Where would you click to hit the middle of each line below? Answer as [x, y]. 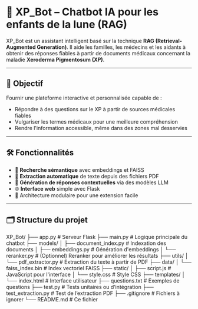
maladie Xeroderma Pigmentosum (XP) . [55, 59]
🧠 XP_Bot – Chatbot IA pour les [82, 12]
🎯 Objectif [25, 84]
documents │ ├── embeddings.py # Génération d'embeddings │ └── [91, 250]
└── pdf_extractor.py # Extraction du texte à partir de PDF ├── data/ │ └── [99, 262]
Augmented [21, 47]
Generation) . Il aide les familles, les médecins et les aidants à [111, 47]
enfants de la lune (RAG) [67, 24]
